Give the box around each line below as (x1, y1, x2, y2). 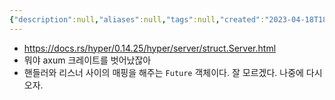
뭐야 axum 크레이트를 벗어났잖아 (23, 54, 152, 66)
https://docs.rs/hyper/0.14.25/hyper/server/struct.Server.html (23, 42, 277, 54)
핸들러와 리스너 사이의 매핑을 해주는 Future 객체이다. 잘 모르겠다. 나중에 (23, 66, 304, 78)
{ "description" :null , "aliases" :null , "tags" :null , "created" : (9, 14, 266, 25)
